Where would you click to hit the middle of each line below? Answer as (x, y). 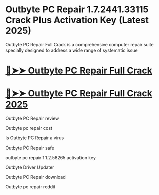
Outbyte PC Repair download (35, 177)
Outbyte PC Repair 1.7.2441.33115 (77, 9)
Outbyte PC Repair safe (30, 148)
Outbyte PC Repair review (32, 118)
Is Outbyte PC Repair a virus (35, 138)
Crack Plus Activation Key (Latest (77, 20)
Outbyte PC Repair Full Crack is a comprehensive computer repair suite (79, 44)
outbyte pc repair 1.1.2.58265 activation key (51, 158)
